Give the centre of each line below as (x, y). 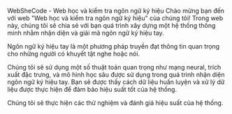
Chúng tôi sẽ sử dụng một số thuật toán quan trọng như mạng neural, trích (114, 67)
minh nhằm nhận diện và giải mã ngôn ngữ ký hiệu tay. (86, 33)
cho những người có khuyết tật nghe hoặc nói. (74, 54)
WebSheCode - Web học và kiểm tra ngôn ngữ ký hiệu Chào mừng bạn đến (116, 11)
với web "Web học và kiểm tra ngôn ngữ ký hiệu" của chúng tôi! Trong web (115, 18)
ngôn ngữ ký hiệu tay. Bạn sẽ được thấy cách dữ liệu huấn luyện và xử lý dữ (116, 82)
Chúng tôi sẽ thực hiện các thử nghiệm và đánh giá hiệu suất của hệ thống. (115, 103)
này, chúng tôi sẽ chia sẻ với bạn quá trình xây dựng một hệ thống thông (111, 25)
